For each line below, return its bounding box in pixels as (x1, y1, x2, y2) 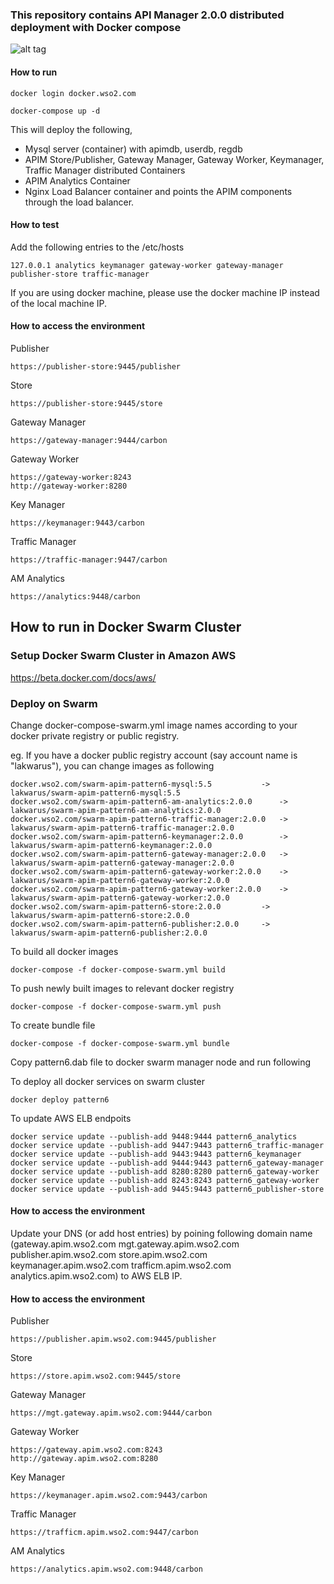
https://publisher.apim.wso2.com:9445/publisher (10, 1334, 217, 1345)
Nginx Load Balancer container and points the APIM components (24, 185, 293, 197)
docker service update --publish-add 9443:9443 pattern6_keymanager (10, 1149, 302, 1159)
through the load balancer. (24, 196, 135, 208)
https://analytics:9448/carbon (10, 591, 141, 602)
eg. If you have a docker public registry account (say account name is (10, 749, 298, 761)
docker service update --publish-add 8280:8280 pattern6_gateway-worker (10, 1166, 320, 1177)
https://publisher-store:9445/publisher (10, 361, 182, 372)
